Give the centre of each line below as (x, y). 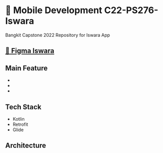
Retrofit (20, 124)
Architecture (26, 146)
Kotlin (18, 119)
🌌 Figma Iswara (30, 51)
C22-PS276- (131, 10)
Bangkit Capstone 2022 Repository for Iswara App (58, 35)
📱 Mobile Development (54, 10)
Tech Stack (23, 107)
